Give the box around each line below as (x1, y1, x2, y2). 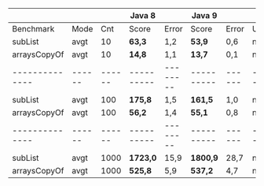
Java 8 (130, 10, 156, 20)
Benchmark (12, 24, 55, 34)
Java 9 (191, 10, 218, 20)
